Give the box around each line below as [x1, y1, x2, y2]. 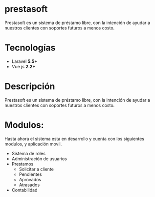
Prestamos [11, 161, 34, 167]
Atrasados [19, 182, 40, 188]
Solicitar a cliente [19, 166, 54, 172]
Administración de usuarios [11, 156, 67, 162]
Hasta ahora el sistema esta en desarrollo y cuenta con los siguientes [4, 136, 145, 141]
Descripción [4, 81, 55, 92]
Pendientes [19, 171, 42, 177]
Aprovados [19, 176, 42, 182]
